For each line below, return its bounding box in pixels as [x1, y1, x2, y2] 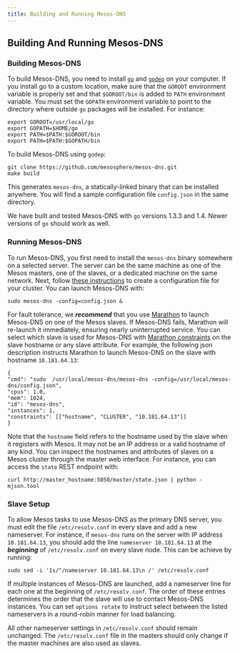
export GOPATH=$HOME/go [7, 125, 79, 132]
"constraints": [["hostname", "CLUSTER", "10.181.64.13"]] [7, 413, 187, 420]
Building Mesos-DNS [7, 58, 82, 68]
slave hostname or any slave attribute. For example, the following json [7, 340, 213, 349]
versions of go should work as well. [7, 219, 111, 228]
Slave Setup [7, 499, 50, 509]
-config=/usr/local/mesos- [151, 376, 232, 383]
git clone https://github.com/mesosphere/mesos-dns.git [7, 164, 177, 171]
